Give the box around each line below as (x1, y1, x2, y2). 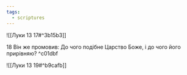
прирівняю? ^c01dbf (6, 49, 58, 57)
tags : (6, 9, 20, 15)
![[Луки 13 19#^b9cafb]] (6, 62, 67, 69)
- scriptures (12, 15, 45, 21)
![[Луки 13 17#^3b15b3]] (6, 31, 67, 38)
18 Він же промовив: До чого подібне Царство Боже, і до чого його (6, 43, 181, 51)
